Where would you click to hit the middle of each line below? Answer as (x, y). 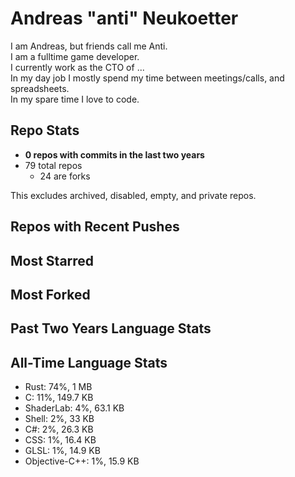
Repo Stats (45, 130)
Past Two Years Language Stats (111, 328)
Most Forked (50, 294)
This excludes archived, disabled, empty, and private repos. (133, 195)
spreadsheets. (40, 88)
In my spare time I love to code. (75, 99)
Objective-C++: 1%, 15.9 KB (82, 461)
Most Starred (52, 260)
